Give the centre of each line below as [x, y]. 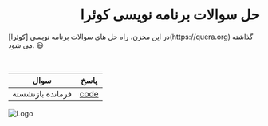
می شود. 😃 [26, 45]
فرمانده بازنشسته [42, 93]
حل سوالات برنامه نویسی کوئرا [170, 15]
